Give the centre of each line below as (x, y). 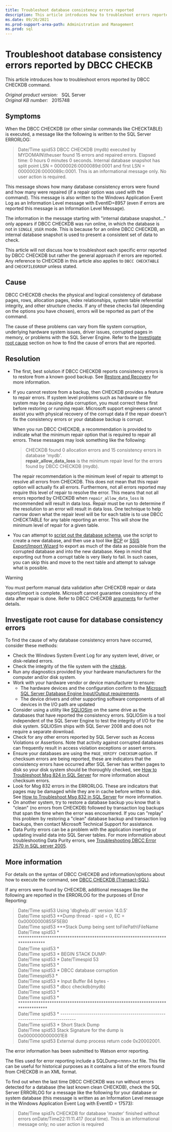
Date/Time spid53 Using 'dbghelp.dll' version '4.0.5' (73, 911)
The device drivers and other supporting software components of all (92, 699)
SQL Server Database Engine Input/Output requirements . (80, 694)
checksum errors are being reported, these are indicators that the (82, 759)
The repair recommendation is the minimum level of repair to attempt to (88, 476)
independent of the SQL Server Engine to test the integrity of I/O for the (88, 721)
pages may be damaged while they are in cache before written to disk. (87, 792)
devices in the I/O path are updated (58, 704)
